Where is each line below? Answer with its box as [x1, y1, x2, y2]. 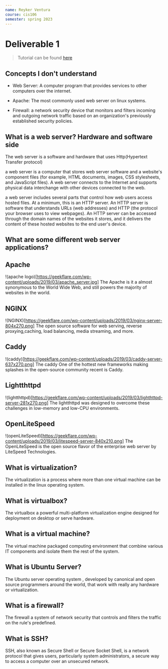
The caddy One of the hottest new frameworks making [35, 361, 149, 367]
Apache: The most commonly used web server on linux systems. [12, 98, 146, 104]
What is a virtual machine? [5, 530, 90, 538]
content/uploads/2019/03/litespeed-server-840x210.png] [5, 438, 124, 444]
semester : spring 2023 [5, 17, 53, 22]
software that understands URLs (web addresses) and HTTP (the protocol [5, 205, 158, 211]
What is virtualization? [5, 463, 78, 472]
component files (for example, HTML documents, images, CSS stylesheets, [5, 174, 160, 180]
